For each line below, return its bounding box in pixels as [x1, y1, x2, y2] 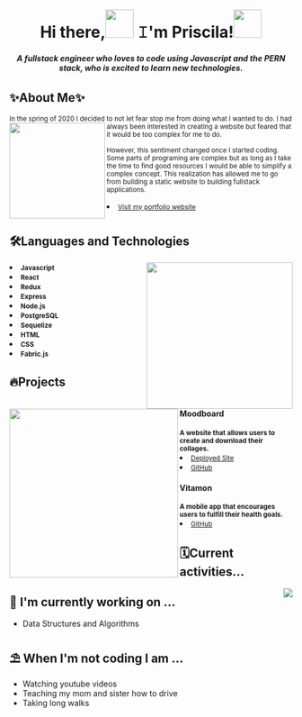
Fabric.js [21, 349, 49, 359]
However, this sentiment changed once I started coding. [106, 145, 280, 155]
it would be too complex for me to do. [106, 130, 222, 139]
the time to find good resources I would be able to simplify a [106, 161, 292, 170]
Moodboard [179, 408, 225, 419]
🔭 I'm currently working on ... [9, 594, 176, 610]
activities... [179, 564, 244, 579]
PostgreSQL [21, 312, 59, 321]
